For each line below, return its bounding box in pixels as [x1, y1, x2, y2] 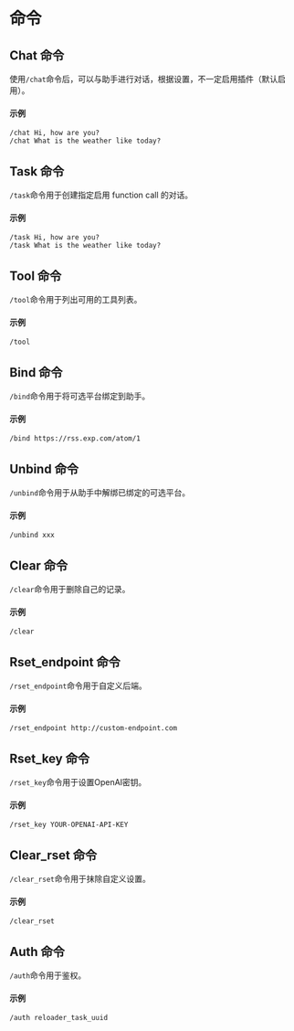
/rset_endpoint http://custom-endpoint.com [9, 724, 178, 733]
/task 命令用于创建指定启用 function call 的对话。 [9, 189, 194, 201]
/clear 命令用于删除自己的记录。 [9, 584, 131, 595]
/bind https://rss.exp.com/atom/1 [9, 434, 142, 443]
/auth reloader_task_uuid [9, 1014, 108, 1023]
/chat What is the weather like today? [9, 136, 162, 146]
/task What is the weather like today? [9, 241, 162, 250]
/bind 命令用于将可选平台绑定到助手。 [9, 390, 151, 402]
